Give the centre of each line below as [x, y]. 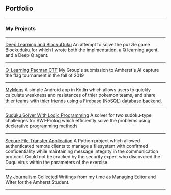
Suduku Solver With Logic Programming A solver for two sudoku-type [78, 115]
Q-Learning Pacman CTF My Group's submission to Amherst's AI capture [82, 70]
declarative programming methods [41, 126]
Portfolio [19, 8]
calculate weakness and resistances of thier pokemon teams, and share [81, 95]
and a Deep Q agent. [27, 55]
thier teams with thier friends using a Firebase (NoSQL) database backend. [84, 101]
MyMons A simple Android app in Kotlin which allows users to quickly [78, 90]
